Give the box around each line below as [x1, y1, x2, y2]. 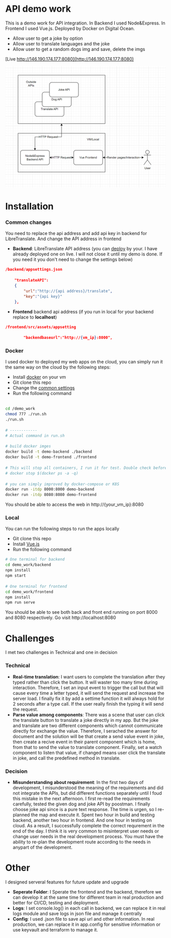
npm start [5, 573, 26, 579]
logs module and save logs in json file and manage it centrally [12, 910, 142, 917]
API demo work [5, 3, 71, 15]
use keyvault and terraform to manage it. [12, 926, 98, 933]
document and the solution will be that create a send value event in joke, [12, 733, 165, 739]
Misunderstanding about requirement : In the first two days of [12, 779, 144, 785]
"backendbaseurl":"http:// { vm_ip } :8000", [23, 335, 113, 341]
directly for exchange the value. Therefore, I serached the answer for [12, 727, 158, 734]
